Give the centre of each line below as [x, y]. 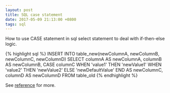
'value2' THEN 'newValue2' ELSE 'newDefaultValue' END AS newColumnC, [84, 70]
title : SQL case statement [34, 15]
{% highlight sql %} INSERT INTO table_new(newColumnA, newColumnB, [82, 54]
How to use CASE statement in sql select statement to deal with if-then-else [85, 39]
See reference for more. [31, 85]
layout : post [19, 10]
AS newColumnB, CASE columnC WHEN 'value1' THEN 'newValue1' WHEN [83, 65]
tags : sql [16, 24]
